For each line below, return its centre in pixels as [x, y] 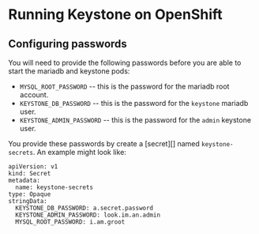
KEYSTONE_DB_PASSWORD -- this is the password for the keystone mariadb [134, 103]
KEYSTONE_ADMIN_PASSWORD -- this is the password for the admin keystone [135, 120]
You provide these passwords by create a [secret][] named [104, 143]
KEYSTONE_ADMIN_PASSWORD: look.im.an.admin [88, 215]
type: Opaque [30, 194]
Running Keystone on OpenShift [115, 15]
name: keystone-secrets [54, 187]
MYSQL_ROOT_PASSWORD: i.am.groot [70, 222]
